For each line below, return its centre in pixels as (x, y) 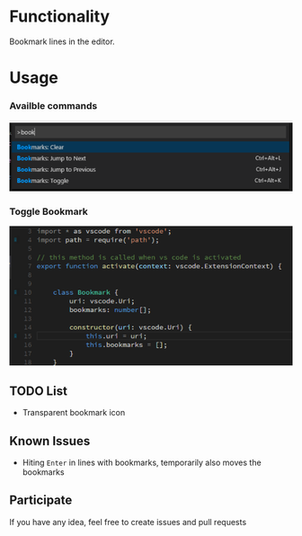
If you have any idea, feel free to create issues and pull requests (128, 522)
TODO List (38, 391)
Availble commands (53, 106)
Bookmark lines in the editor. (62, 41)
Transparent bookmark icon (74, 413)
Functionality (60, 17)
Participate (41, 500)
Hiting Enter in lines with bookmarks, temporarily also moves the (142, 463)
